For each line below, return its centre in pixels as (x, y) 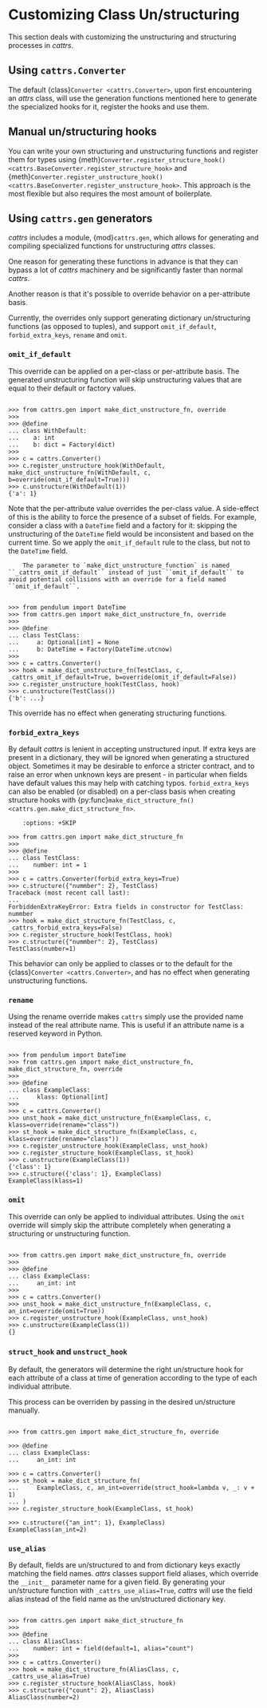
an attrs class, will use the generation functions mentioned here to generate (133, 98)
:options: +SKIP (50, 823)
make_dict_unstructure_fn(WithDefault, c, (80, 473)
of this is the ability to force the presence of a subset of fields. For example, (133, 517)
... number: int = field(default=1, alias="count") (101, 1649)
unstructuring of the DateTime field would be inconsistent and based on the (131, 533)
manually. (24, 1410)
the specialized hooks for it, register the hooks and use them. (109, 106)
